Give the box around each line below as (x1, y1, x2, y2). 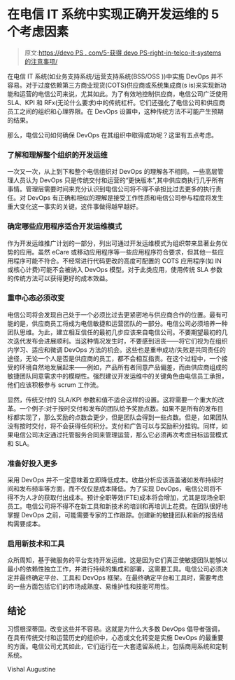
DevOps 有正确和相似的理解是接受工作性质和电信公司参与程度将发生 (27, 193, 224, 202)
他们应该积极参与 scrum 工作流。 (7, 380, 103, 389)
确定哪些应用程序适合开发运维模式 (7, 222, 122, 231)
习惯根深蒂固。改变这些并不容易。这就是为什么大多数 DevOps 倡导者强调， (7, 625, 224, 633)
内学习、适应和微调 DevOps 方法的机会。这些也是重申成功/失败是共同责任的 (7, 345, 226, 354)
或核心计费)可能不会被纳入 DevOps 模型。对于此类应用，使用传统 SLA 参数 (7, 265, 222, 273)
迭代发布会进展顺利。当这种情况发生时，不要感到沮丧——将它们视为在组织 (13, 336, 228, 345)
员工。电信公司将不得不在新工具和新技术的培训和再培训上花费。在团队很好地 (7, 502, 228, 510)
